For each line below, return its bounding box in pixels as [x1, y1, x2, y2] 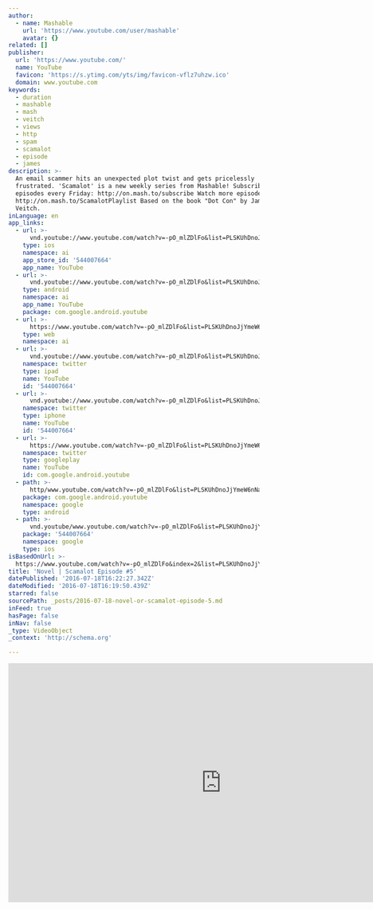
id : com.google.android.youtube [22, 471, 130, 479]
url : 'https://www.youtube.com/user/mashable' [22, 26, 180, 34]
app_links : [8, 219, 45, 227]
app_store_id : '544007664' [22, 256, 112, 264]
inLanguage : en [8, 212, 59, 220]
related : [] [8, 41, 48, 49]
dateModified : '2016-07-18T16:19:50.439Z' [8, 582, 151, 590]
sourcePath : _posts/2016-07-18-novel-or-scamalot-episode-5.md [8, 597, 223, 605]
